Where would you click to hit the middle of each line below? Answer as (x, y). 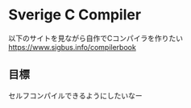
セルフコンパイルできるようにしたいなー (75, 95)
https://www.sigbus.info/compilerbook (73, 47)
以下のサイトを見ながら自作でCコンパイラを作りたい (96, 38)
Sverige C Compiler (75, 15)
